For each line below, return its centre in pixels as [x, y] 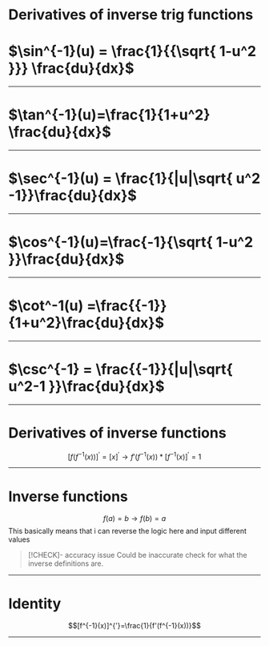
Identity [35, 604]
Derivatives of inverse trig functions [131, 15]
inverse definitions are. [66, 563]
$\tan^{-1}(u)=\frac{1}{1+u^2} [109, 115]
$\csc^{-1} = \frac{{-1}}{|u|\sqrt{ [121, 369]
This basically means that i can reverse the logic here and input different [127, 531]
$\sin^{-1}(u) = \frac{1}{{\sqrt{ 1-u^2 [132, 52]
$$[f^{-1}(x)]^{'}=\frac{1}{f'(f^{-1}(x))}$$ [134, 626]
